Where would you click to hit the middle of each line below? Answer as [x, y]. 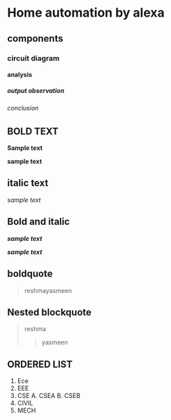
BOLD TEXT [33, 131]
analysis [20, 75]
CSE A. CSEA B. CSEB [49, 396]
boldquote [30, 274]
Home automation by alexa [86, 13]
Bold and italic [39, 222]
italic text [28, 183]
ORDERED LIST [40, 364]
